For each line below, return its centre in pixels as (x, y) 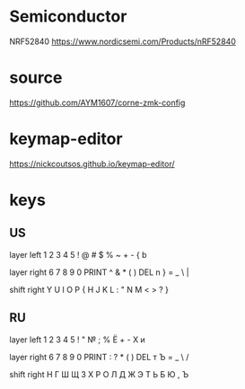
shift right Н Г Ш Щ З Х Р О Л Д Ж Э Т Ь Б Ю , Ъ (99, 374)
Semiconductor (68, 17)
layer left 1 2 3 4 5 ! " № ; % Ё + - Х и (77, 340)
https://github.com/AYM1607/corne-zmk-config (97, 102)
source (36, 78)
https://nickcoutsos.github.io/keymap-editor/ (92, 164)
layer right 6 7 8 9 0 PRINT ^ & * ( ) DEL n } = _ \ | (100, 272)
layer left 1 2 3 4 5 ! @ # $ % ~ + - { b (78, 254)
